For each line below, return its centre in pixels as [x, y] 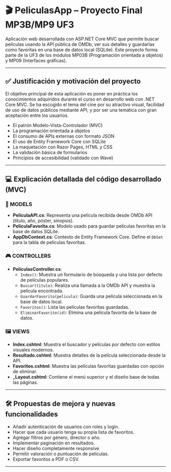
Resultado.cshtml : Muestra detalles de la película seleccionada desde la [89, 355]
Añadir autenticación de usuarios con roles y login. [66, 427]
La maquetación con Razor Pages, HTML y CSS [63, 147]
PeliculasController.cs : [37, 269]
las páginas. [25, 382]
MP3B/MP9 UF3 [40, 25]
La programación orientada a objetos [51, 131]
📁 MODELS [19, 204]
